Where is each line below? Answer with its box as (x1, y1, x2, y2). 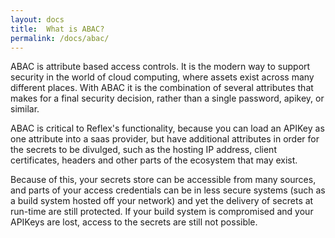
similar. (10, 103, 40, 115)
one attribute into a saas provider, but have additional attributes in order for (10, 133, 320, 145)
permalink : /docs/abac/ (10, 33, 110, 43)
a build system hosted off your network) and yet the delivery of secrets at (10, 195, 314, 207)
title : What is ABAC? (10, 24, 105, 34)
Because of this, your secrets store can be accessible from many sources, (10, 174, 317, 186)
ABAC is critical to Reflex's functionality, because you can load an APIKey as (10, 122, 325, 135)
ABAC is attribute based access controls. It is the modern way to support (10, 61, 311, 73)
